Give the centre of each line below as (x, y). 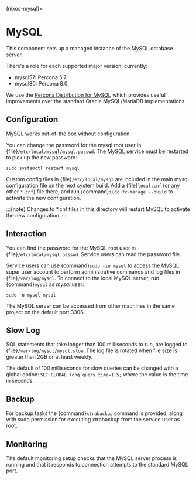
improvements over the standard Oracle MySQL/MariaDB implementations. (96, 101)
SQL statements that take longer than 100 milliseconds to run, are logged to (97, 345)
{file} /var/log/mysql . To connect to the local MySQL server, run (82, 278)
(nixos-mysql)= (24, 8)
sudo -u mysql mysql (31, 295)
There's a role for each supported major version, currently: (77, 66)
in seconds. (20, 381)
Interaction (27, 234)
